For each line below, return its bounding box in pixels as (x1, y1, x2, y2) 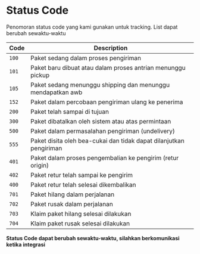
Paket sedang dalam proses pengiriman (30, 54, 142, 62)
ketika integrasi (6, 241, 46, 248)
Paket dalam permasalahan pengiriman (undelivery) (30, 126, 176, 135)
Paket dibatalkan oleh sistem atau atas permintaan (30, 117, 171, 125)
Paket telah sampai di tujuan (30, 107, 109, 116)
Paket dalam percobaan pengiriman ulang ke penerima (30, 98, 183, 106)
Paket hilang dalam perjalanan (30, 190, 115, 199)
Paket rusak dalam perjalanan (30, 200, 113, 208)
